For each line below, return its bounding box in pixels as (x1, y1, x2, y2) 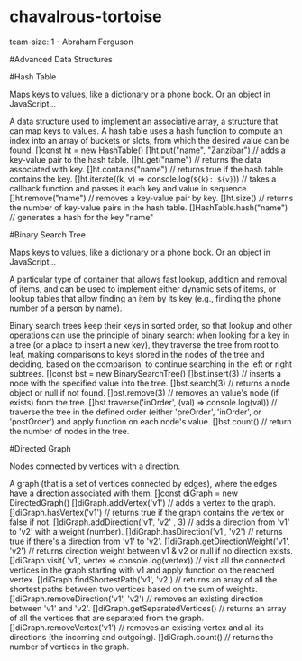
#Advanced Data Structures (9, 53, 113, 64)
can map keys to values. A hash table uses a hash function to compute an (9, 125, 283, 136)
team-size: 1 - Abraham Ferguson (9, 36, 133, 47)
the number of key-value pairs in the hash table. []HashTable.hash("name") (9, 201, 288, 213)
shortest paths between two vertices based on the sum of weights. (9, 583, 259, 594)
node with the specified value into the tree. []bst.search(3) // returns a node (9, 377, 291, 388)
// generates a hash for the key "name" (9, 211, 154, 222)
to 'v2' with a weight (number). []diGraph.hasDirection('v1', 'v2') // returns (9, 526, 283, 536)
